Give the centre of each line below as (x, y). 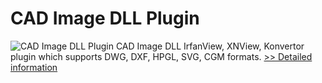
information (34, 67)
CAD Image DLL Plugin (105, 18)
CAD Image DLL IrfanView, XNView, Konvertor (210, 46)
